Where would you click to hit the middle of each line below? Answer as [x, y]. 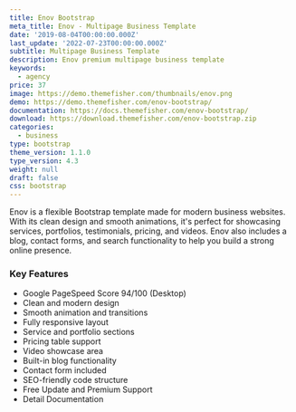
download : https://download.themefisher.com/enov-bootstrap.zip [133, 119]
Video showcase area [63, 351]
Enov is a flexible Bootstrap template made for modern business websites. [148, 212]
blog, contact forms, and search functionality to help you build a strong [142, 241]
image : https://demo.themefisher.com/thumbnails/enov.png [121, 93]
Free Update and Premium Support [87, 389]
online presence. [41, 251]
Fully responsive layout [65, 322]
